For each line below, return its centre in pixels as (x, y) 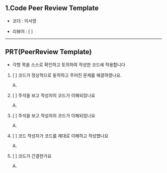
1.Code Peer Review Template (52, 8)
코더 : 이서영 (24, 21)
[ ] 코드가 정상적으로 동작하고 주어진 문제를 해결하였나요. (67, 75)
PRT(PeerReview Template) (48, 52)
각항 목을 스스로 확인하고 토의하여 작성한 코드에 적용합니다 (69, 65)
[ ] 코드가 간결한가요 (32, 156)
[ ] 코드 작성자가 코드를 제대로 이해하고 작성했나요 (60, 136)
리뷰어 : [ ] (23, 31)
